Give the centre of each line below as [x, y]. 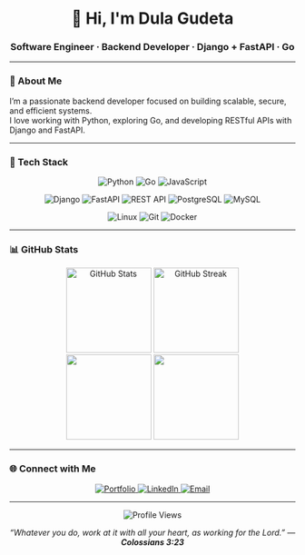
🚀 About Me [36, 81]
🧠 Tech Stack [39, 162]
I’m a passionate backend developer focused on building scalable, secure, [148, 101]
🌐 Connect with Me [53, 469]
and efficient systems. [51, 110]
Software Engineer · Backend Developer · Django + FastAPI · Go [152, 47]
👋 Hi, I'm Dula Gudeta [152, 19]
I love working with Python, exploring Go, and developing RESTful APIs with [151, 120]
